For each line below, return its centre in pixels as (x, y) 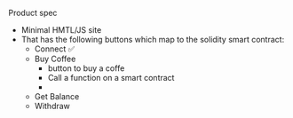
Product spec (33, 13)
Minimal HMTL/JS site (61, 30)
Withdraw (52, 106)
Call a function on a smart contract (111, 78)
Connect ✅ (55, 49)
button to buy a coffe (86, 68)
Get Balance (57, 96)
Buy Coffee (55, 59)
